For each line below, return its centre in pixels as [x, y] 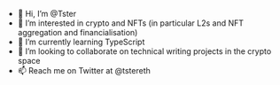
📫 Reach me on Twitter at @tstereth [84, 70]
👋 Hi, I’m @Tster [47, 14]
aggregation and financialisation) [78, 32]
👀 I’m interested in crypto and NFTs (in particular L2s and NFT [131, 23]
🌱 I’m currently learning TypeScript [81, 42]
